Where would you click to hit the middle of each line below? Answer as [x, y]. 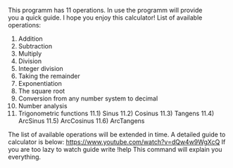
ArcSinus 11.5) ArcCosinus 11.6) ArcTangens [81, 121]
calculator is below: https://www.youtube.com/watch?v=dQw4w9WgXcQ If [117, 142]
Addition [30, 39]
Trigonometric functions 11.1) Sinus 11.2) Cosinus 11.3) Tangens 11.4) [116, 113]
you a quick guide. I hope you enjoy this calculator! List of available [105, 18]
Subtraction [35, 46]
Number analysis [43, 106]
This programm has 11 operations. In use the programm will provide [105, 10]
